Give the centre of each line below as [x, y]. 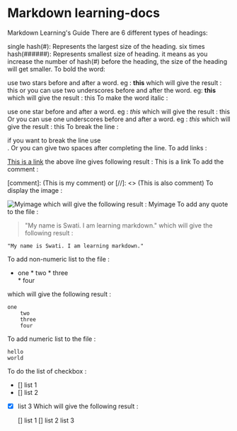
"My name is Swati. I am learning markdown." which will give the [118, 225]
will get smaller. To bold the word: [56, 69]
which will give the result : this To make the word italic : [88, 98]
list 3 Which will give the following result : [78, 406]
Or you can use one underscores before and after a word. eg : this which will [119, 119]
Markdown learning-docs [84, 13]
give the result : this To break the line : [63, 126]
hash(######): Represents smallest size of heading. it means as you [108, 54]
